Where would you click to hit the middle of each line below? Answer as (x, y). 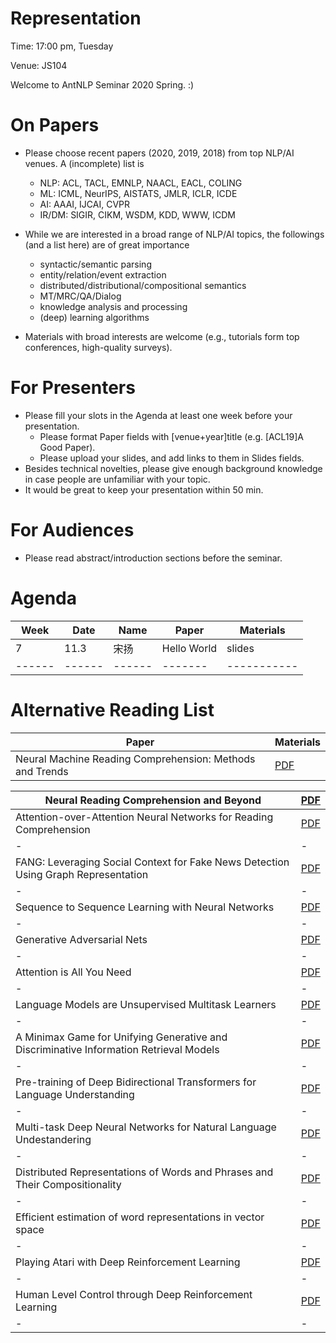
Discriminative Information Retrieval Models (117, 1049)
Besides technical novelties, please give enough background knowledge (173, 468)
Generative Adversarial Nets (81, 939)
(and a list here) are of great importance (107, 244)
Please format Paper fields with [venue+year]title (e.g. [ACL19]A (171, 436)
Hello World (189, 648)
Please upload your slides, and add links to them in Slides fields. (172, 458)
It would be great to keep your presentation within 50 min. (144, 489)
